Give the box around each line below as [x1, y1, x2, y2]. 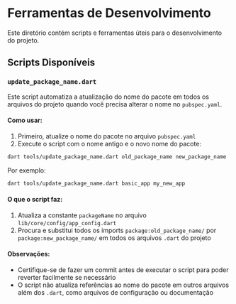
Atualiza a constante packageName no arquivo [17, 211, 147, 219]
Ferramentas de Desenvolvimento [7, 5, 211, 21]
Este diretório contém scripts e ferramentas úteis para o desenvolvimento [7, 28, 222, 37]
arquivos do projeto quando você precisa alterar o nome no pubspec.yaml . [7, 99, 223, 108]
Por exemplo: [7, 165, 46, 175]
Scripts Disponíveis [7, 57, 96, 69]
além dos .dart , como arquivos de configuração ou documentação [17, 288, 214, 296]
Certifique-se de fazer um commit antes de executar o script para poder [17, 265, 229, 274]
